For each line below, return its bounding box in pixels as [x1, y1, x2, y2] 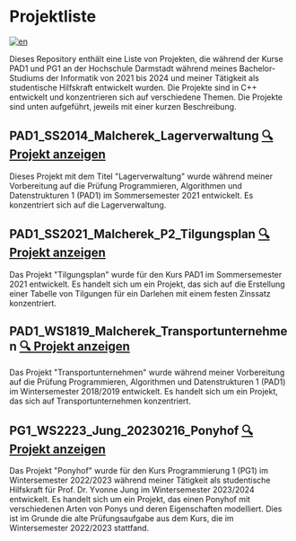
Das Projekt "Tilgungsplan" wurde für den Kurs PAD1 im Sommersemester [9, 269, 283, 279]
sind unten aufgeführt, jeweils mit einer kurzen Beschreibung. [9, 101, 237, 111]
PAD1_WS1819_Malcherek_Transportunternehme [9, 324, 288, 339]
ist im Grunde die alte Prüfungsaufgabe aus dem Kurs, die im [9, 513, 235, 524]
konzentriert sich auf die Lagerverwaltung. [9, 200, 167, 210]
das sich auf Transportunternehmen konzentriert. [9, 395, 191, 406]
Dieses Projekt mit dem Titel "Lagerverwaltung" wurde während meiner [9, 171, 274, 182]
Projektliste [9, 6, 97, 27]
